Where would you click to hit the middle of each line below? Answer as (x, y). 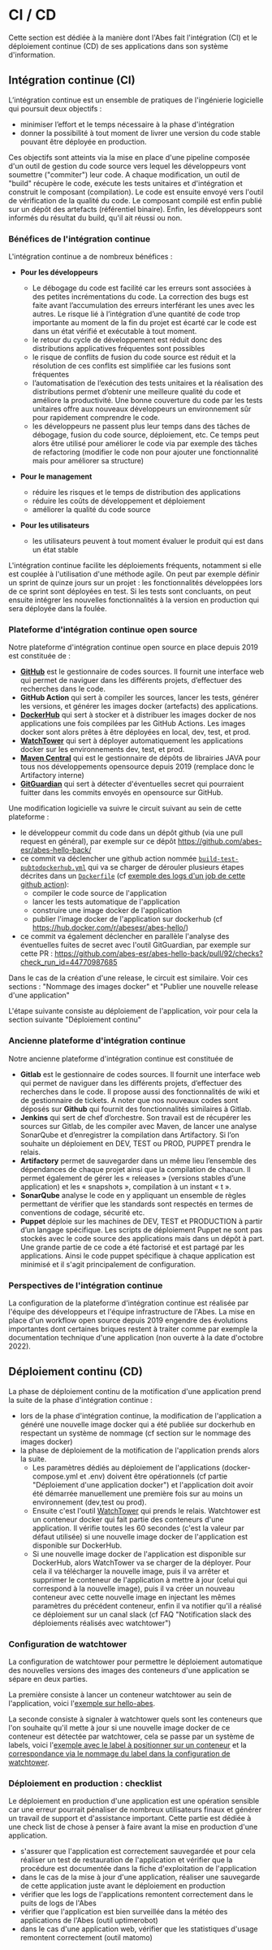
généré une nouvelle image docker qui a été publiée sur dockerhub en (138, 1424)
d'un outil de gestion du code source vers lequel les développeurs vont (127, 166)
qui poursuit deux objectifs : (55, 108)
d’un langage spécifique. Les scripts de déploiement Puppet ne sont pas (141, 1230)
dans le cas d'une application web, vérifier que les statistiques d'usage (139, 1929)
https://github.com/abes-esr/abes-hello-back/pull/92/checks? (159, 953)
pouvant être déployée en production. (83, 141)
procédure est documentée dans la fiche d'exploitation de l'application (138, 1869)
